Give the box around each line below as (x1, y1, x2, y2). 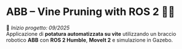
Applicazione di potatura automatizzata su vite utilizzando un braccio (6, 30, 176, 37)
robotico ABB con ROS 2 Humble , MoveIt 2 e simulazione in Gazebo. (6, 36, 173, 43)
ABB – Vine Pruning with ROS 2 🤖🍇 (6, 5, 175, 18)
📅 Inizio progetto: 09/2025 (6, 24, 70, 31)
